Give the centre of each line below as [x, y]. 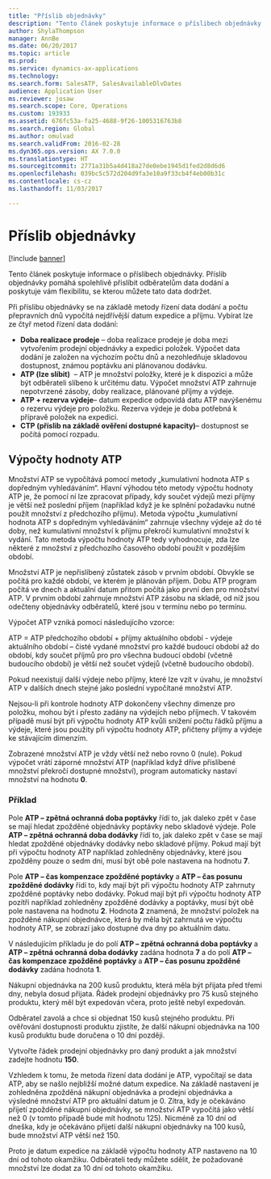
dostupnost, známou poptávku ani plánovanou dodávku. [113, 366]
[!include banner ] [37, 258]
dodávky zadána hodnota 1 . [55, 969]
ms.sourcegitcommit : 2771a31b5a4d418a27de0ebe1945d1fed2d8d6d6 [117, 167]
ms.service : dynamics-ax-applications [73, 69]
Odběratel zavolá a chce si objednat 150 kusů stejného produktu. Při [122, 1018]
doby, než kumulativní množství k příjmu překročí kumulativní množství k [129, 530]
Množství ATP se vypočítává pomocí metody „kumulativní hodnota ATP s [129, 479]
